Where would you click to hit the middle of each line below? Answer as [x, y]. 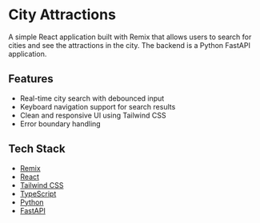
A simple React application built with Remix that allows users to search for [130, 37]
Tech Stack [37, 149]
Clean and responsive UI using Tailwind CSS [93, 115]
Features [31, 79]
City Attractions [62, 15]
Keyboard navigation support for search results [98, 106]
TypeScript [38, 193]
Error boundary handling [60, 123]
